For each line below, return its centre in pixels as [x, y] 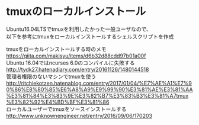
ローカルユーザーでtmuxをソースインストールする [66, 109]
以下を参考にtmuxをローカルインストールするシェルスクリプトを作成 [90, 36]
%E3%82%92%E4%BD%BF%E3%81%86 [58, 102]
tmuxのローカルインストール [76, 12]
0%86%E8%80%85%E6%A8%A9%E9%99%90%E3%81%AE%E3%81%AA [99, 89]
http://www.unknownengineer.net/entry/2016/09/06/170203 [79, 116]
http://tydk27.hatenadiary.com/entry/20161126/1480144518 [78, 69]
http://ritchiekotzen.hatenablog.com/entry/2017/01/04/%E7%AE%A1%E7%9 [99, 83]
